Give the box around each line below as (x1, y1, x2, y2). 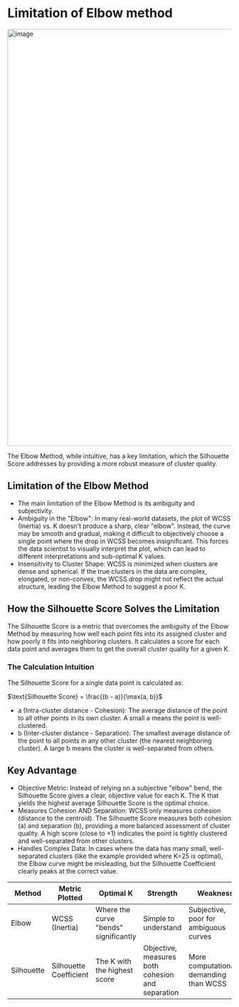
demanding (188, 969, 226, 979)
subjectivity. (17, 506, 53, 515)
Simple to (143, 914, 175, 924)
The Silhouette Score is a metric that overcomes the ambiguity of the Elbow (7, 621, 229, 630)
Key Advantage (7, 765, 78, 777)
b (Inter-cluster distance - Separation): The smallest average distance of (17, 728, 230, 737)
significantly (95, 931, 137, 941)
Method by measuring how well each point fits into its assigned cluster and (7, 629, 227, 638)
